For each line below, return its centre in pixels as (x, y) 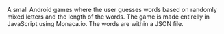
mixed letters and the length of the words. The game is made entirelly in (109, 17)
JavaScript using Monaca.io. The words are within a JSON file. (95, 24)
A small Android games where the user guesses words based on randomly (112, 10)
